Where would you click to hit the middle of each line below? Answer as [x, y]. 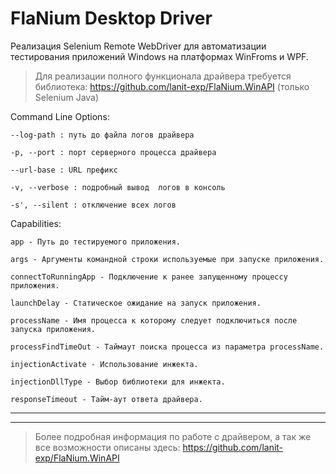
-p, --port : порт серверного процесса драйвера [113, 152]
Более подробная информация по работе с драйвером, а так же [173, 436]
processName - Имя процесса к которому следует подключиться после [154, 320]
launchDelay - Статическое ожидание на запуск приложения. [136, 303]
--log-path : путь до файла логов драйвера [102, 135]
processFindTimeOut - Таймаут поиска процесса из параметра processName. [167, 347]
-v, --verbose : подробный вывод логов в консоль [118, 187]
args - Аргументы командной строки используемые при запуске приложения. [167, 259]
